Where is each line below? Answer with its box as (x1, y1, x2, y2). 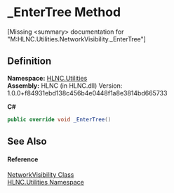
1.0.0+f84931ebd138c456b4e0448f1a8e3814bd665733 (7, 88, 168, 97)
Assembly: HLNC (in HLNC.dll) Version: (7, 81, 123, 90)
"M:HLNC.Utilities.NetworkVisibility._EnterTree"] (7, 34, 146, 43)
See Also (7, 135, 47, 147)
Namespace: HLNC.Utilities (7, 74, 88, 82)
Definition (7, 55, 51, 67)
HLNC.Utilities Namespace (7, 178, 84, 187)
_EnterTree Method (7, 4, 121, 20)
